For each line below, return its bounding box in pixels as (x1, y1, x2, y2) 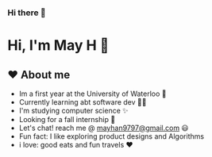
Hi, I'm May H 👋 (7, 36, 110, 55)
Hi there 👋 (7, 7, 47, 18)
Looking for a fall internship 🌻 (18, 114, 116, 124)
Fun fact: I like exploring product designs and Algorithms (18, 131, 204, 141)
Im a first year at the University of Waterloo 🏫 (18, 89, 168, 98)
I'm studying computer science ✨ (18, 105, 129, 115)
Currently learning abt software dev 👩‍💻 (18, 97, 147, 106)
